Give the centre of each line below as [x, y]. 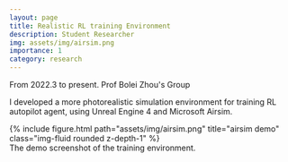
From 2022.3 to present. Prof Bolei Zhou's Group [100, 85]
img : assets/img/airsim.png [62, 43]
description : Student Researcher [72, 34]
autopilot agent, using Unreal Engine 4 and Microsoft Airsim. [121, 111]
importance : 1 [36, 51]
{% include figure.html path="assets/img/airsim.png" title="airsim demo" [144, 129]
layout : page [34, 17]
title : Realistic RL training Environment [90, 26]
